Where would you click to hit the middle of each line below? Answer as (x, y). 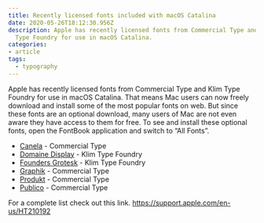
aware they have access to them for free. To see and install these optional (128, 122)
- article (24, 52)
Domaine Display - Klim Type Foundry (81, 154)
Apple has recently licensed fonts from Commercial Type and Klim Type (124, 89)
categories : (27, 45)
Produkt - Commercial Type (64, 179)
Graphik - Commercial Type (64, 170)
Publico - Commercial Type (64, 187)
